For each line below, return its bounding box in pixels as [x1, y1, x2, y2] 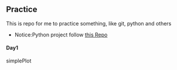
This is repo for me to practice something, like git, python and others [6, 20, 172, 27]
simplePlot [6, 57, 32, 64]
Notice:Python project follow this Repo [14, 31, 108, 38]
